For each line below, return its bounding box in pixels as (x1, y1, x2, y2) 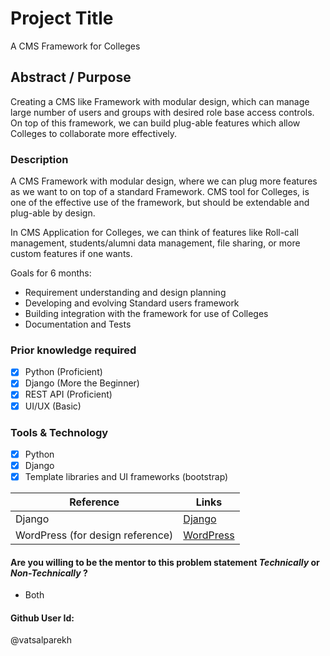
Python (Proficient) (24, 366, 103, 378)
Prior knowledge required (10, 343, 137, 357)
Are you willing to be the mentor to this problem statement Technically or (10, 556, 320, 568)
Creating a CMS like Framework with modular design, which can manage (10, 95, 310, 107)
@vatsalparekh (10, 634, 72, 646)
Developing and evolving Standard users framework (24, 297, 240, 309)
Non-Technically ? (10, 567, 88, 579)
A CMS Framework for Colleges (10, 40, 141, 52)
